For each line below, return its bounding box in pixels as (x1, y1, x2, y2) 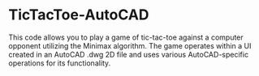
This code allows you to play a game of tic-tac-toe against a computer (8, 32, 244, 42)
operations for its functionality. (8, 58, 111, 68)
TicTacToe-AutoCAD (8, 6, 149, 24)
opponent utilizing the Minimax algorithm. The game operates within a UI (8, 40, 252, 50)
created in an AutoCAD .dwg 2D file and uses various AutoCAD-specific (8, 49, 249, 59)
